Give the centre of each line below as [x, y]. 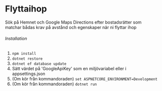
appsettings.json [29, 74]
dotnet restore [27, 59]
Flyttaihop [26, 9]
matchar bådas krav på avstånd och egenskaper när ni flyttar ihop [71, 27]
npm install [24, 54]
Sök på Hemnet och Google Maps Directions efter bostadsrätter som [73, 22]
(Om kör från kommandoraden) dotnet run [54, 84]
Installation [16, 38]
